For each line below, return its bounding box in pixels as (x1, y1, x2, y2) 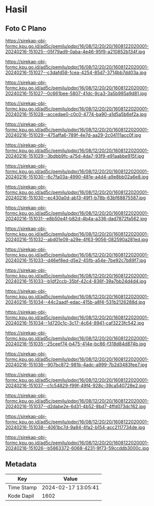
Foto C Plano (5, 24, 47, 33)
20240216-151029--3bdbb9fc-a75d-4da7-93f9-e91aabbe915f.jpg (5, 153, 144, 159)
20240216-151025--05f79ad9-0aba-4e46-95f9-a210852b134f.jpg (5, 49, 145, 54)
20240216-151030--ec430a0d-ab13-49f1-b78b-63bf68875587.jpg (5, 195, 146, 201)
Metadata (5, 460, 37, 468)
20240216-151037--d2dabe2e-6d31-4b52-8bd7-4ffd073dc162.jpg (5, 403, 146, 409)
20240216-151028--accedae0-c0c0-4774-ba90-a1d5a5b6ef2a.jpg (5, 111, 147, 117)
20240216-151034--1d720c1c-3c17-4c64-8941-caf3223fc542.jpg (5, 320, 144, 326)
